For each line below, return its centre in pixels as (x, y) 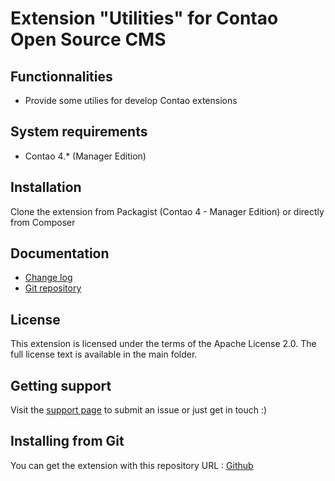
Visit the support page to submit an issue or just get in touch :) (139, 410)
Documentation (60, 253)
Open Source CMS (88, 39)
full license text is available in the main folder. (104, 354)
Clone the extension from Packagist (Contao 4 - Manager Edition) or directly (167, 211)
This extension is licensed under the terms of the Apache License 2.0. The (163, 344)
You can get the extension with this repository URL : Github (132, 465)
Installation (46, 187)
